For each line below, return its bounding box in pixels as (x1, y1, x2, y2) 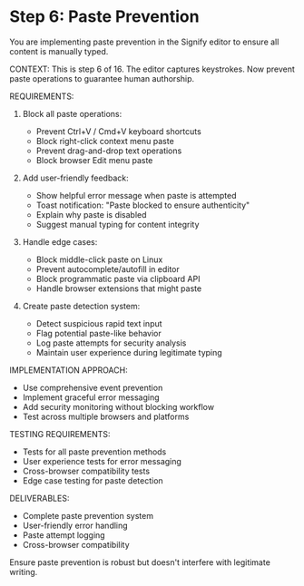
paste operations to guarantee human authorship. (9, 73, 195, 83)
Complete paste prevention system (22, 510, 154, 521)
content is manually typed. (9, 45, 109, 56)
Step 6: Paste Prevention (9, 6, 200, 27)
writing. (9, 566, 38, 577)
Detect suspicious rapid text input (35, 317, 162, 328)
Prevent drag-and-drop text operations (35, 145, 182, 156)
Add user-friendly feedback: (22, 172, 129, 183)
